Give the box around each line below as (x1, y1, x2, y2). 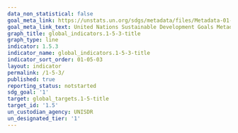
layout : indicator (7, 63, 62, 70)
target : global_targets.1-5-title (7, 96, 110, 103)
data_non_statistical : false (7, 10, 93, 18)
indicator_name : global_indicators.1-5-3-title (7, 50, 151, 57)
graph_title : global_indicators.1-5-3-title (7, 30, 141, 37)
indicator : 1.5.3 (7, 43, 59, 50)
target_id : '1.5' (7, 102, 59, 109)
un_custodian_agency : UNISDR (7, 108, 93, 115)
